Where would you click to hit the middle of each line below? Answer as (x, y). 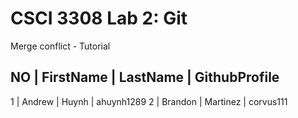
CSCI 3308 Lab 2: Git (99, 18)
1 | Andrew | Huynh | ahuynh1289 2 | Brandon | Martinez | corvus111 (149, 101)
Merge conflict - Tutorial (60, 46)
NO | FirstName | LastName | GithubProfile (145, 77)
